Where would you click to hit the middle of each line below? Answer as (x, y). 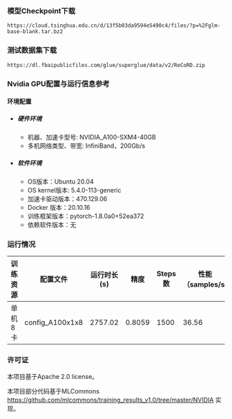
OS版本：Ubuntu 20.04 (61, 182)
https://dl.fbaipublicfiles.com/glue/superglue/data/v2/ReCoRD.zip (106, 65)
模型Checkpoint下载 (41, 10)
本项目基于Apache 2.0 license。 (53, 376)
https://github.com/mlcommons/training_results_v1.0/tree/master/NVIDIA (110, 400)
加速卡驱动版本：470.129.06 (67, 199)
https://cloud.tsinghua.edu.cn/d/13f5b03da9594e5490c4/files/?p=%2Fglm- (114, 26)
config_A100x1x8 (54, 322)
